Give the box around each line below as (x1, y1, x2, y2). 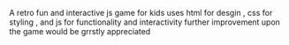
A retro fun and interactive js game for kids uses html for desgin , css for (9, 8, 273, 18)
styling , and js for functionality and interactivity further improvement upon (9, 17, 281, 27)
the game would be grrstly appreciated (9, 26, 151, 36)
